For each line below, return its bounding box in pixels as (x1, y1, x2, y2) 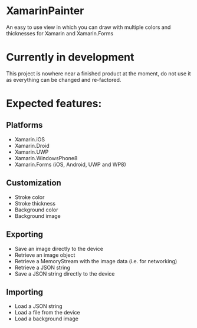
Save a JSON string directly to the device (14, 270, 115, 277)
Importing (6, 287, 43, 297)
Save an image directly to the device (14, 245, 104, 252)
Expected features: (6, 97, 102, 110)
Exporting (6, 230, 43, 240)
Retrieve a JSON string (14, 264, 71, 271)
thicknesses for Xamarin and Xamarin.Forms (6, 29, 114, 37)
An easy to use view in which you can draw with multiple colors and (6, 24, 171, 31)
